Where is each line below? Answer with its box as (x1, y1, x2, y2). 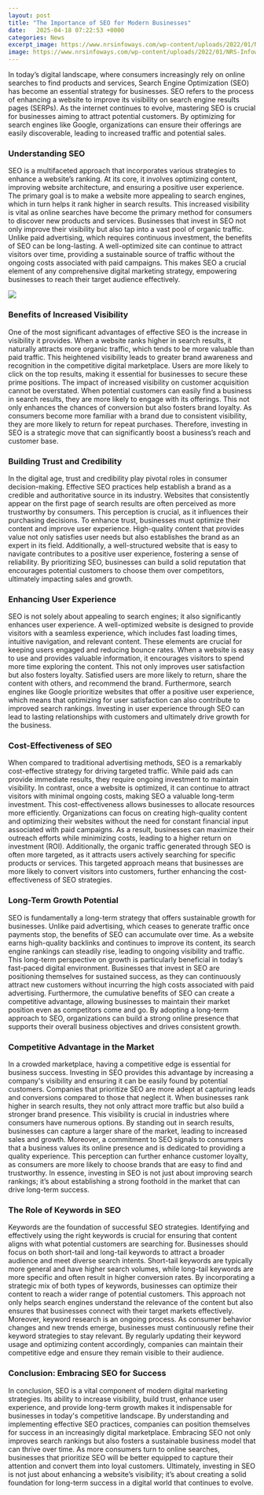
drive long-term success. (8, 1185, 90, 1195)
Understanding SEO (8, 147, 86, 158)
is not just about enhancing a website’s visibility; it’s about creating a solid (8, 1469, 247, 1478)
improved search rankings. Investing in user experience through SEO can (8, 704, 245, 713)
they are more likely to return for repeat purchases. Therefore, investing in (8, 419, 248, 429)
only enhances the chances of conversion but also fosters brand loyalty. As (8, 403, 252, 412)
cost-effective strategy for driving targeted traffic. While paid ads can (8, 766, 233, 776)
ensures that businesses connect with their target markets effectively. (8, 1306, 234, 1316)
